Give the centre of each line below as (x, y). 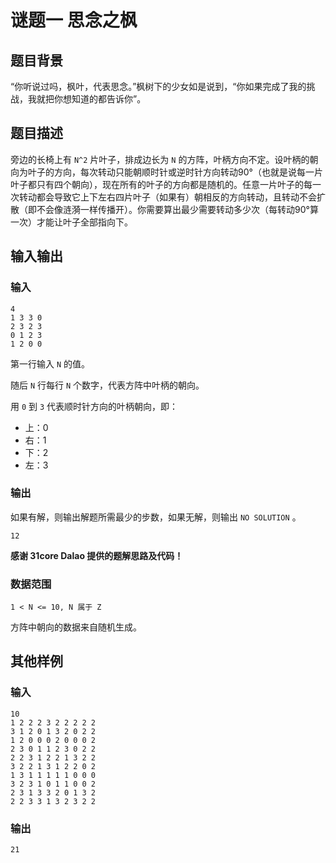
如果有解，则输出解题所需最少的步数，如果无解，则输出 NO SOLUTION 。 (156, 517)
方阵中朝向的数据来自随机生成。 (76, 627)
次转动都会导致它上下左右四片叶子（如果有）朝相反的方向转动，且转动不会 (163, 197)
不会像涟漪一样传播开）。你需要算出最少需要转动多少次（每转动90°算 (177, 209)
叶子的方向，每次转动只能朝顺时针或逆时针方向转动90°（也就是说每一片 (175, 172)
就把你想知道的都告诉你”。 (91, 99)
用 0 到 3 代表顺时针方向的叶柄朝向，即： (94, 406)
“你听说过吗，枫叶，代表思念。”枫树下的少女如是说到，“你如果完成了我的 (158, 86)
